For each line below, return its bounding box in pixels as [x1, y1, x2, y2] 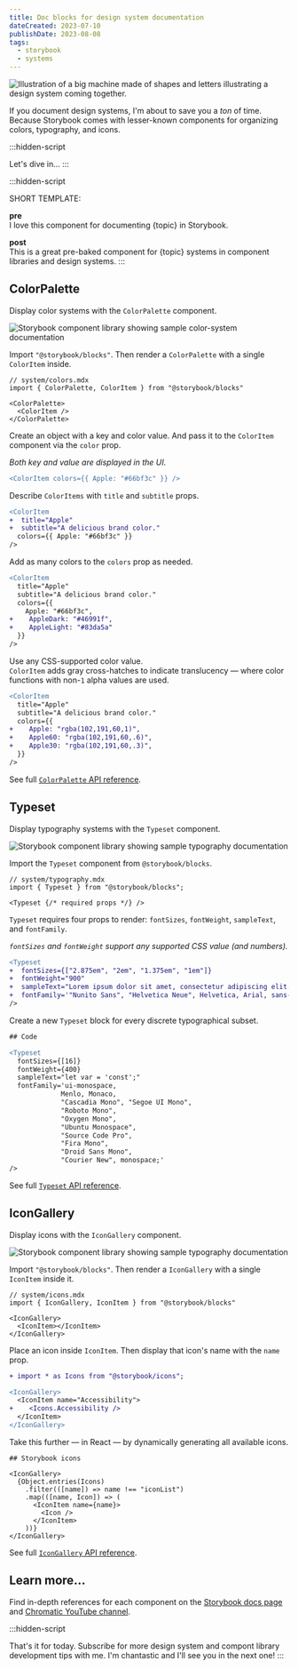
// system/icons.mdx [9, 1290, 86, 1299]
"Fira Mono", [60, 1139, 109, 1148]
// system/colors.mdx [9, 375, 90, 385]
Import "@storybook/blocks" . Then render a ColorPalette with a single [9, 348, 265, 360]
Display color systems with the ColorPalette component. [9, 305, 217, 315]
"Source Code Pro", [60, 1130, 133, 1140]
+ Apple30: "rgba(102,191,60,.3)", [9, 741, 153, 751]
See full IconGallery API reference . [9, 1547, 137, 1558]
